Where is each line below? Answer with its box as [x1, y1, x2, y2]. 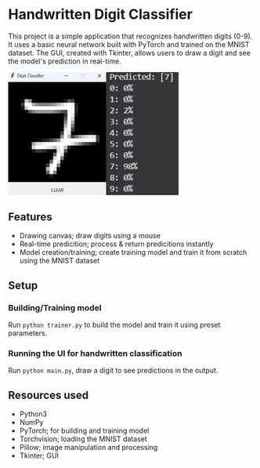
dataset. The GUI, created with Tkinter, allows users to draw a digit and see [8, 48, 251, 57]
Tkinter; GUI [19, 451, 59, 460]
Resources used [8, 388, 88, 401]
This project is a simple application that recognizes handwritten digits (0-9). [8, 31, 253, 41]
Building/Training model [8, 302, 102, 313]
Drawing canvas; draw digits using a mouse [19, 231, 161, 241]
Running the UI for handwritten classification [8, 348, 182, 359]
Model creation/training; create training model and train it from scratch [19, 248, 247, 257]
